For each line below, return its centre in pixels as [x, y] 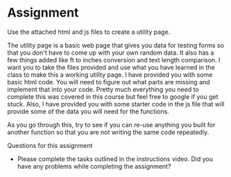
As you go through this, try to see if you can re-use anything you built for [111, 124]
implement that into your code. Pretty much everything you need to [103, 89]
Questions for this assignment [50, 145]
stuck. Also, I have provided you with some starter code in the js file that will [116, 104]
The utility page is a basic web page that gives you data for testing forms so [115, 45]
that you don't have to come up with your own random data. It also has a [111, 53]
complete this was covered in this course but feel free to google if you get [113, 96]
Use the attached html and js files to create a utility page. [89, 32]
